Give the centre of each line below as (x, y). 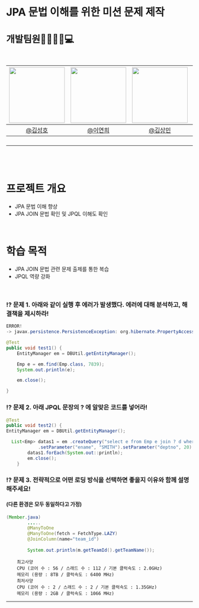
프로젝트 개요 (36, 189)
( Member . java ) (24, 517)
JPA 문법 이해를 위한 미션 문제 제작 (85, 12)
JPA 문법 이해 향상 (36, 207)
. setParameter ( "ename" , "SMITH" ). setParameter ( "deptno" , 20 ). (116, 447)
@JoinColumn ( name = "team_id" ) (63, 539)
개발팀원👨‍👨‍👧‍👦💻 (40, 39)
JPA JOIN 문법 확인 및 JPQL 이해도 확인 (61, 214)
